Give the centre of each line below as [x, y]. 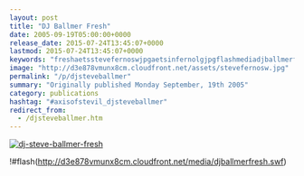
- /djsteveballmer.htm [60, 118]
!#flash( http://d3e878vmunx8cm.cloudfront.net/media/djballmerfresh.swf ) [148, 162]
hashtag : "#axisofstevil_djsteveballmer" [89, 102]
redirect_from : [38, 110]
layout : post [34, 18]
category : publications [54, 93]
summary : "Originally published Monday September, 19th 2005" [129, 85]
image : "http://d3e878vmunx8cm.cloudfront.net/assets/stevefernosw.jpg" [149, 69]
